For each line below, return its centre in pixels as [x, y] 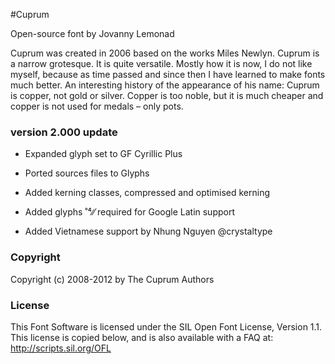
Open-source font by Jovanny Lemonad [92, 33]
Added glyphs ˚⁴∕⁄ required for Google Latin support [130, 212]
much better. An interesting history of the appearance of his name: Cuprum [165, 85]
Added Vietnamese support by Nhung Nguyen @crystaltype [148, 231]
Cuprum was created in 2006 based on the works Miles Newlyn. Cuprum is [165, 53]
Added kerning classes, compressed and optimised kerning [147, 193]
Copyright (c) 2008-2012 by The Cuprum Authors [112, 279]
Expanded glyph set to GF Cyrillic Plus [103, 154]
